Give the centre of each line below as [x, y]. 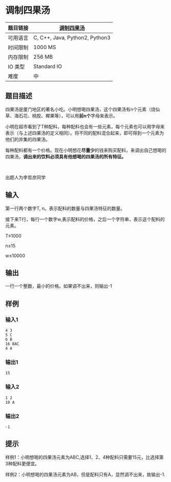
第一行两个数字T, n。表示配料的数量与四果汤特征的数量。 [65, 208]
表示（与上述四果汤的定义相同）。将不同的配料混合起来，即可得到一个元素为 [85, 133]
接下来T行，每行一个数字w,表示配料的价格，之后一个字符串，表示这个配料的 [85, 219]
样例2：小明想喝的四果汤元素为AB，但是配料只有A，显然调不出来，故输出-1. [86, 474]
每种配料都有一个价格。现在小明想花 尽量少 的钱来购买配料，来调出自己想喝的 [86, 150]
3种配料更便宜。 [22, 464]
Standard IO [48, 66]
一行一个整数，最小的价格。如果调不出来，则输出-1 [59, 286]
